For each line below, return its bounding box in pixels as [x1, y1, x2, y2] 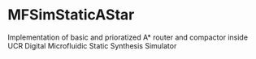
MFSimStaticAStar [7, 6, 135, 24]
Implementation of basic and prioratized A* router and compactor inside [7, 32, 249, 42]
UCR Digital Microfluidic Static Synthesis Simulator [7, 40, 177, 50]
